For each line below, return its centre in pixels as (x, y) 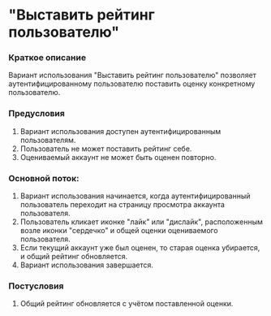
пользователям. (48, 140)
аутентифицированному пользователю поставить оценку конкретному (132, 84)
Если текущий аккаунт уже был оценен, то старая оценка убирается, (140, 248)
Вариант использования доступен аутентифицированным (120, 131)
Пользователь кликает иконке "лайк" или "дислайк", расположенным (142, 222)
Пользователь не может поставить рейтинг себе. (106, 149)
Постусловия (36, 286)
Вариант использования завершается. (87, 265)
